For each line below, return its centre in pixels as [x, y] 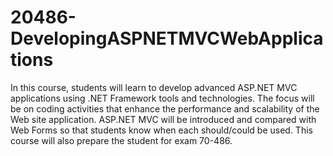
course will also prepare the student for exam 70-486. [121, 140]
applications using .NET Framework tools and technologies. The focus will [162, 98]
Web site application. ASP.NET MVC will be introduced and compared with [163, 119]
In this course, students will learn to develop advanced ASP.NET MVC [154, 87]
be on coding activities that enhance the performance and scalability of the [165, 108]
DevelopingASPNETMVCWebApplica [167, 38]
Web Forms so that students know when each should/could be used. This [161, 130]
